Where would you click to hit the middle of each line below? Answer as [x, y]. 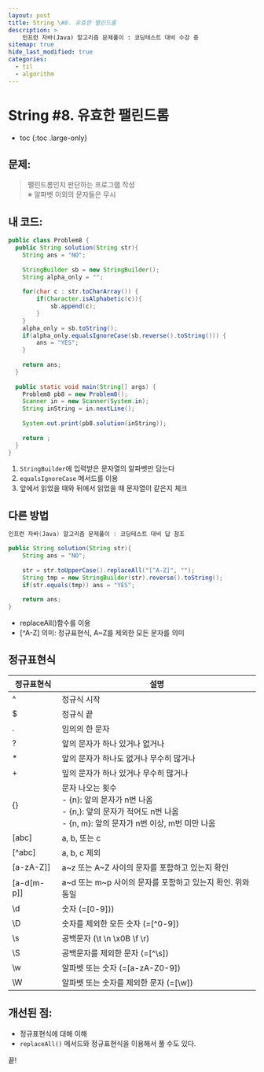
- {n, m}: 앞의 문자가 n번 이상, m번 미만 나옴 [139, 823]
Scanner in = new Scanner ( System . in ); [86, 401]
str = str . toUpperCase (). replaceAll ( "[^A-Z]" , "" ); [108, 570]
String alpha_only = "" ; [63, 277]
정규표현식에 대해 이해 [53, 1033]
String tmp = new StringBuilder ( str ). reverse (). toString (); [123, 578]
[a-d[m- [29, 882]
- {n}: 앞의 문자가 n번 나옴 [107, 800]
